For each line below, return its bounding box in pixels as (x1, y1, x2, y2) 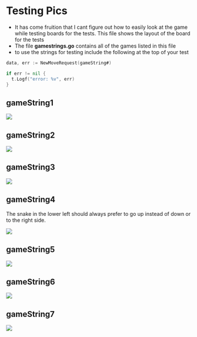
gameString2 (6, 130, 55, 140)
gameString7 (6, 309, 55, 319)
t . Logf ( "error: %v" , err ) (11, 76, 75, 82)
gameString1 (6, 98, 54, 108)
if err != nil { (6, 71, 46, 76)
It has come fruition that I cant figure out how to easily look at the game (14, 24, 188, 31)
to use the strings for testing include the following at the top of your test (14, 48, 189, 55)
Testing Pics (6, 4, 68, 18)
